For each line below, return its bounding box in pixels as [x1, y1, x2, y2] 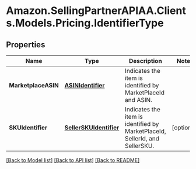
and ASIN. [124, 96, 153, 104]
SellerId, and [124, 135, 159, 142]
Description [128, 57, 162, 65]
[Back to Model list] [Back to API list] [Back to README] [6, 157, 140, 164]
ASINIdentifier [64, 82, 105, 89]
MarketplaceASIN [9, 82, 60, 89]
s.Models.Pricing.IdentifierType [6, 16, 164, 30]
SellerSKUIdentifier [64, 124, 120, 132]
